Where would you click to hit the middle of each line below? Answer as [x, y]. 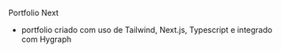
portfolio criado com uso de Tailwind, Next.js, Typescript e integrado [147, 30]
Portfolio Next [34, 13]
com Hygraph [46, 39]
